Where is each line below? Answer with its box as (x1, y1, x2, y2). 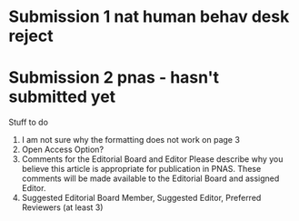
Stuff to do (8, 116, 49, 128)
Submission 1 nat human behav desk (8, 6, 290, 27)
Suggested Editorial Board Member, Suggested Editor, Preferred (21, 193, 262, 204)
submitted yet (8, 86, 116, 107)
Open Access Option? (21, 144, 105, 156)
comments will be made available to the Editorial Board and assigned (21, 173, 280, 184)
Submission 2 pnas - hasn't (8, 67, 220, 88)
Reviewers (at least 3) (21, 202, 104, 213)
